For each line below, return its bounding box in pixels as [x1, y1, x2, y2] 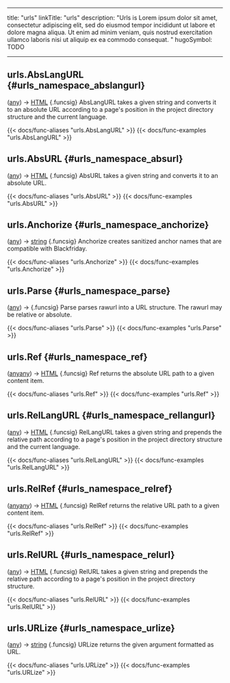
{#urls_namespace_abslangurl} [7, 80, 146, 91]
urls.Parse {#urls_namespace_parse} [7, 285, 171, 297]
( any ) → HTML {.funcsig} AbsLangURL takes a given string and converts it [7, 97, 217, 106]
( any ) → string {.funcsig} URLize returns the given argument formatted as [7, 640, 214, 649]
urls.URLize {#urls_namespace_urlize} [7, 622, 176, 634]
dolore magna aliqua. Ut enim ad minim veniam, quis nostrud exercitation [7, 28, 213, 36]
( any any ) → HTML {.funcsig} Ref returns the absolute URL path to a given [7, 369, 214, 378]
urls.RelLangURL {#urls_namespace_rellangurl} [7, 410, 216, 421]
